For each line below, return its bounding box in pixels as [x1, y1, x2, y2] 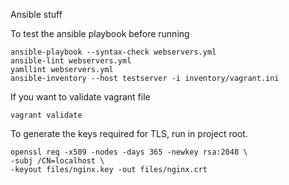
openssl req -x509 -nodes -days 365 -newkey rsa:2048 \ [10, 147, 248, 157]
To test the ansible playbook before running [10, 28, 190, 39]
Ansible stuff [10, 9, 63, 20]
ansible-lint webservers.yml [10, 56, 132, 66]
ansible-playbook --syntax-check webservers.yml [10, 47, 217, 57]
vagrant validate [10, 110, 83, 120]
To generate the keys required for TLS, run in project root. [10, 128, 248, 139]
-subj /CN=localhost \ [10, 156, 105, 166]
